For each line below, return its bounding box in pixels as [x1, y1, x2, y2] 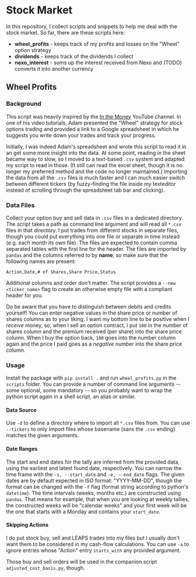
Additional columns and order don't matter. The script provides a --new [6, 279, 176, 286]
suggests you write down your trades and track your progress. [6, 132, 156, 139]
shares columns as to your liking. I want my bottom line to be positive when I [6, 315, 190, 322]
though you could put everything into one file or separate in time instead [6, 233, 180, 240]
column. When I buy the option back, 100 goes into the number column [6, 334, 176, 341]
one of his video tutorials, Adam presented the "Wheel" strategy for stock [6, 119, 183, 126]
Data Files [6, 201, 35, 209]
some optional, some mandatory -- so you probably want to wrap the [6, 387, 172, 394]
